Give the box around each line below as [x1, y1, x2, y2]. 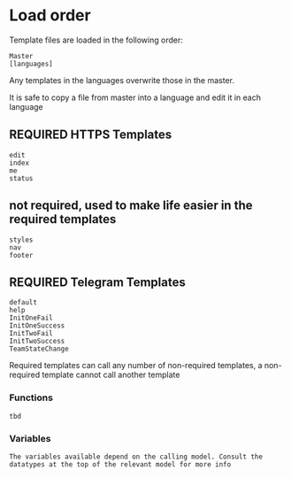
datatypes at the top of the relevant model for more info [9, 459, 232, 469]
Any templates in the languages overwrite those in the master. [9, 74, 234, 85]
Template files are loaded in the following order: [9, 35, 183, 45]
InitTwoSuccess [9, 337, 65, 346]
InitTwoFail [9, 329, 53, 338]
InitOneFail [9, 313, 53, 323]
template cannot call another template [42, 369, 180, 381]
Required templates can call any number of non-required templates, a [9, 360, 263, 371]
